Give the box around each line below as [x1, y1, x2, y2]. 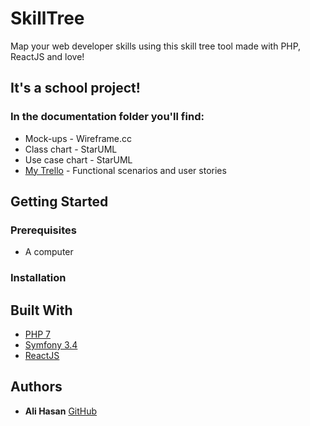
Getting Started [10, 193, 109, 211]
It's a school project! [10, 80, 141, 97]
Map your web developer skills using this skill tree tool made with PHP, [10, 40, 302, 52]
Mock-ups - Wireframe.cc [24, 132, 133, 144]
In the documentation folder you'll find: [10, 110, 205, 124]
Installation [10, 271, 67, 285]
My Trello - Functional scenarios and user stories [24, 164, 227, 176]
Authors [10, 378, 63, 396]
